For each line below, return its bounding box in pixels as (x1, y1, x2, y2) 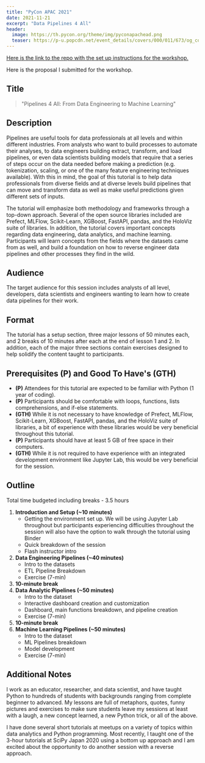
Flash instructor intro (24, 547, 77, 555)
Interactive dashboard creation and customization (24, 599, 149, 607)
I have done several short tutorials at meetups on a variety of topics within (6, 723, 193, 731)
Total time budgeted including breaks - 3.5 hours (6, 497, 129, 504)
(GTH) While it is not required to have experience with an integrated (15, 449, 185, 457)
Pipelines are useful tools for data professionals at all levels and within (6, 134, 183, 141)
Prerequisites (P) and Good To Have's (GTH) (6, 368, 176, 378)
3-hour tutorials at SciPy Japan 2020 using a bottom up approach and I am (6, 736, 195, 744)
